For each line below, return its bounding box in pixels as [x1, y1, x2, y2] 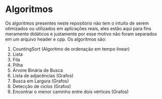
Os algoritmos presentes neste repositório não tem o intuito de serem [5, 20, 149, 26]
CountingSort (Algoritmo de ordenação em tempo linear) [12, 46, 130, 52]
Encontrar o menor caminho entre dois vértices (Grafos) [12, 88, 129, 94]
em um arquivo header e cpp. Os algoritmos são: [5, 36, 107, 42]
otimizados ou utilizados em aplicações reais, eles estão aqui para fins [5, 25, 152, 31]
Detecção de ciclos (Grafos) [12, 83, 71, 89]
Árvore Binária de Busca [12, 67, 63, 73]
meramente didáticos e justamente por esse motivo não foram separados [5, 31, 157, 37]
